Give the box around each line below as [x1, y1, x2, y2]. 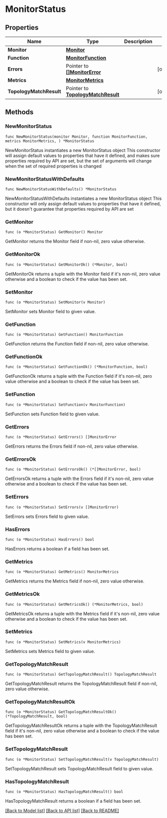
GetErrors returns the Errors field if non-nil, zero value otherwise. [5, 443, 139, 449]
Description [124, 38, 153, 45]
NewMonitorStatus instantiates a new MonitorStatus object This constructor [5, 147, 161, 153]
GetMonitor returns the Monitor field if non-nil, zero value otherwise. [5, 239, 146, 245]
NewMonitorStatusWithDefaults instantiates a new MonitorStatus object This [5, 195, 162, 201]
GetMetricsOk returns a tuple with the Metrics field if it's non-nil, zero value [5, 610, 160, 617]
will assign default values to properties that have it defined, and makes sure [5, 153, 160, 159]
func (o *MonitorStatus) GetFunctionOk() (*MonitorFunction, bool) [5, 364, 148, 370]
